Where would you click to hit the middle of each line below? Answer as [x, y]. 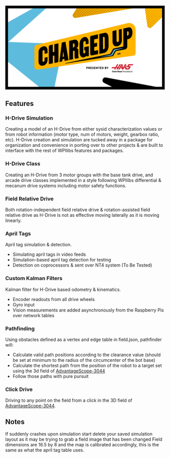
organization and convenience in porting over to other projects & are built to [84, 145]
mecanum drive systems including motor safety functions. [66, 185]
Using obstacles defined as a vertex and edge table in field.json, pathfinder [83, 339]
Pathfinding [20, 328]
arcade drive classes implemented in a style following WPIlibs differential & [83, 180]
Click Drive [19, 389]
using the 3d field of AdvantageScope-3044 [59, 371]
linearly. [13, 220]
